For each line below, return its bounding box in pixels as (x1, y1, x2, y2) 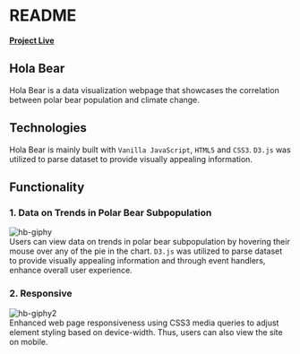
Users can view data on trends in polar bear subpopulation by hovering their (9, 237, 291, 247)
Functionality (9, 179, 85, 194)
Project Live (9, 35, 56, 46)
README (9, 5, 77, 26)
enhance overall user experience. (9, 265, 133, 276)
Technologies (9, 120, 88, 135)
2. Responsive (9, 288, 73, 300)
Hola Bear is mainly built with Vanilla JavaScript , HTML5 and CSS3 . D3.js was (9, 144, 291, 155)
